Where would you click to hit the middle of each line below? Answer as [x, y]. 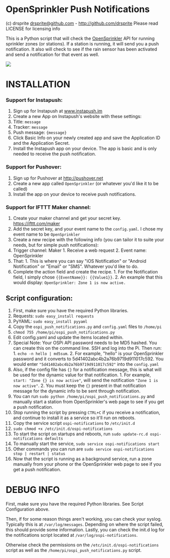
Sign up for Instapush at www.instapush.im [58, 111]
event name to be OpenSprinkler [46, 234]
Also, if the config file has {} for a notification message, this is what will [87, 369]
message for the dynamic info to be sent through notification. [77, 391]
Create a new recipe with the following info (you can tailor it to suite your [89, 240]
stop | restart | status [39, 454]
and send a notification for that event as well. [52, 54]
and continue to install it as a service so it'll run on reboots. [74, 418]
